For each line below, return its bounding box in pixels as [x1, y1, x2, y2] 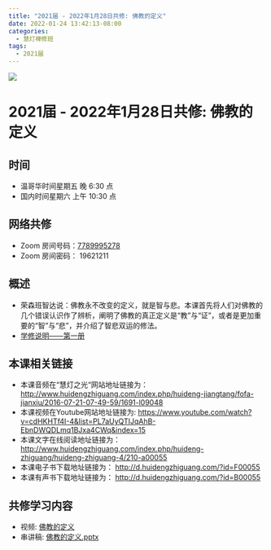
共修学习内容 [8, 499, 73, 513]
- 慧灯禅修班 [15, 34, 55, 43]
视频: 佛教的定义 [20, 522, 75, 532]
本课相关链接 [8, 357, 73, 371]
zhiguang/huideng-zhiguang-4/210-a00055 [20, 453, 168, 463]
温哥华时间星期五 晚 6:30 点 [20, 181, 114, 191]
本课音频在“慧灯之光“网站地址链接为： [20, 380, 149, 389]
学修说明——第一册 [20, 331, 85, 341]
